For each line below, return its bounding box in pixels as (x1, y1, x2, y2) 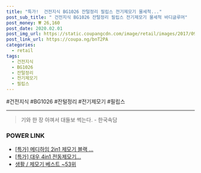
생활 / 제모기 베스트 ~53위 (14, 160, 77, 168)
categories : (6, 42, 36, 48)
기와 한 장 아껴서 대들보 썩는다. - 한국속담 (20, 116, 118, 123)
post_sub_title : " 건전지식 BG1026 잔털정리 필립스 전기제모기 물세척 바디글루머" (6, 14, 188, 20)
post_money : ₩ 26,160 (6, 20, 60, 26)
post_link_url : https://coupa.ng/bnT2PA (6, 36, 109, 42)
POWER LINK (6, 131, 45, 140)
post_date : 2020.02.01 (6, 25, 63, 32)
